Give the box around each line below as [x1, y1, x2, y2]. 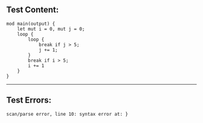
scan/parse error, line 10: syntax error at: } [6, 111, 129, 117]
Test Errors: [6, 95, 52, 106]
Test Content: [6, 5, 59, 15]
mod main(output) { [6, 20, 56, 26]
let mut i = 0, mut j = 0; [17, 26, 85, 32]
